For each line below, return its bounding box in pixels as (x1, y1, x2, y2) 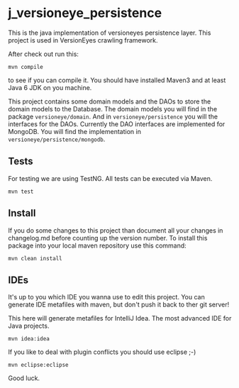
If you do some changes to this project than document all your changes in (8, 226, 223, 235)
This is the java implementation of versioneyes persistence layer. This (8, 28, 211, 37)
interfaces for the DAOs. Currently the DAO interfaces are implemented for (8, 119, 226, 128)
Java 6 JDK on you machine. (8, 83, 92, 92)
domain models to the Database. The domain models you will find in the (8, 104, 218, 113)
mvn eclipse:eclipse (8, 362, 70, 369)
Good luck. (8, 374, 40, 382)
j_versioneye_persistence (8, 5, 162, 21)
